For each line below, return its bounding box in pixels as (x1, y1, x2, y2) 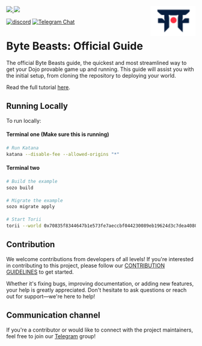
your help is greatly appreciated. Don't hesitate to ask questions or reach (6, 286, 187, 294)
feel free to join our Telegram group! (6, 332, 96, 339)
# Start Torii (6, 217, 42, 223)
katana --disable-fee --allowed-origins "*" (6, 151, 120, 157)
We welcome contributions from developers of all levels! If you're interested (6, 255, 194, 262)
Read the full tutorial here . (6, 84, 70, 91)
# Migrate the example (6, 197, 63, 203)
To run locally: (6, 117, 41, 124)
